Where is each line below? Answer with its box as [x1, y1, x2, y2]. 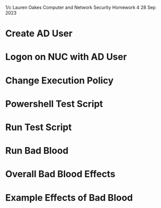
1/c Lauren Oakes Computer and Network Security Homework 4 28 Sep [5, 5, 156, 10]
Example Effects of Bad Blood [5, 192, 133, 203]
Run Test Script [5, 121, 72, 133]
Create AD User [5, 28, 73, 39]
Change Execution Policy [5, 74, 114, 86]
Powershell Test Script [5, 98, 103, 110]
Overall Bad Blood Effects [5, 169, 116, 180]
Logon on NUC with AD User [5, 51, 127, 63]
